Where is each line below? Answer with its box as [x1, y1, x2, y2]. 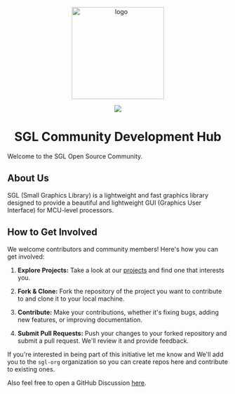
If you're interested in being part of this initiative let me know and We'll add [7, 350, 224, 358]
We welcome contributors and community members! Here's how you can [7, 245, 219, 253]
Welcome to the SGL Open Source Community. [7, 151, 143, 161]
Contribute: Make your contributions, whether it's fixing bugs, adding [17, 308, 220, 316]
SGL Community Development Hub [14, 129, 222, 145]
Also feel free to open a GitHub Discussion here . [7, 379, 147, 387]
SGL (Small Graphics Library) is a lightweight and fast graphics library [7, 191, 209, 199]
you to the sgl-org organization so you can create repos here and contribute [7, 358, 228, 366]
